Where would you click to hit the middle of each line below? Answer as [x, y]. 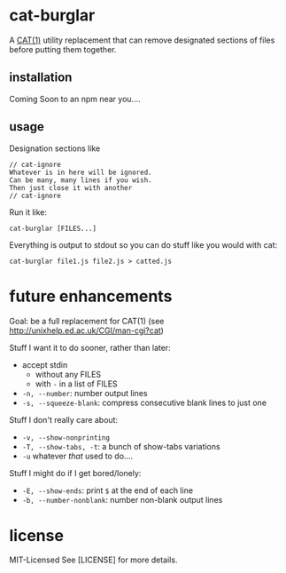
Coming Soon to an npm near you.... [75, 99]
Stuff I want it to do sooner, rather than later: [90, 347]
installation [41, 78]
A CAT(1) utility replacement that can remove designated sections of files [142, 40]
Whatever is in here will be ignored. [81, 172]
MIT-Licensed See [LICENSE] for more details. [93, 560]
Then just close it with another [71, 187]
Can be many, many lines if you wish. [81, 180]
